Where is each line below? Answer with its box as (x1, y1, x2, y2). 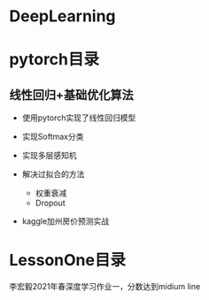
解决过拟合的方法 (21, 169, 85, 180)
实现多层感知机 (21, 150, 77, 161)
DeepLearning (9, 6, 117, 27)
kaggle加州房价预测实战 (21, 216, 110, 227)
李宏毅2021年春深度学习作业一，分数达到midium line (9, 281, 201, 292)
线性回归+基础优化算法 (9, 87, 135, 103)
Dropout (35, 197, 66, 209)
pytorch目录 (9, 50, 100, 70)
